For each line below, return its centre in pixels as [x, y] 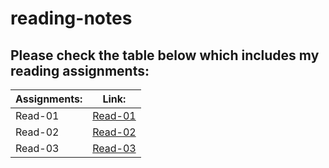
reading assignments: [80, 70]
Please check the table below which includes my [165, 55]
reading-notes [71, 18]
